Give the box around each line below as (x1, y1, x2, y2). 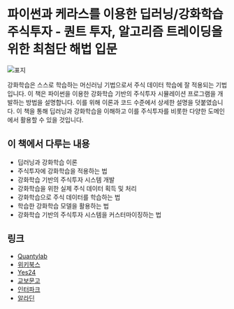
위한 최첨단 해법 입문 (7, 41, 117, 57)
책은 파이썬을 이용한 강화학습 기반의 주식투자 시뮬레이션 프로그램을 (34, 89, 217, 98)
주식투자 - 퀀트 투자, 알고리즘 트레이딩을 (7, 24, 223, 40)
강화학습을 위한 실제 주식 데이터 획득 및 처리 (17, 184, 138, 192)
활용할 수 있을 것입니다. (20, 115, 84, 124)
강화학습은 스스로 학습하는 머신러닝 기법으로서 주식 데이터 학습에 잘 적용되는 (7, 80, 214, 89)
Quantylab (17, 252, 47, 260)
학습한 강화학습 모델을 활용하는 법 (17, 201, 110, 210)
